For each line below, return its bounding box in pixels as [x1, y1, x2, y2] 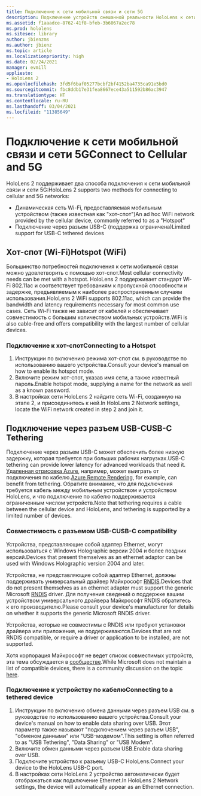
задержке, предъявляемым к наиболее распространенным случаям [6, 288, 182, 296]
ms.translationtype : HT [6, 92, 66, 98]
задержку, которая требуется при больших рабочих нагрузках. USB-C [6, 455, 185, 462]
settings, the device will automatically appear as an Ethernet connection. [14, 783, 194, 790]
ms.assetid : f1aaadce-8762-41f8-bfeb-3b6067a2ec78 [6, 20, 135, 26]
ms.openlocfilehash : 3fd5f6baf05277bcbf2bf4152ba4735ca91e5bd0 [6, 81, 167, 87]
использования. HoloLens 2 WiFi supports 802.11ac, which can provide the [6, 294, 191, 302]
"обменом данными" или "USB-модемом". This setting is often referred [14, 732, 194, 739]
